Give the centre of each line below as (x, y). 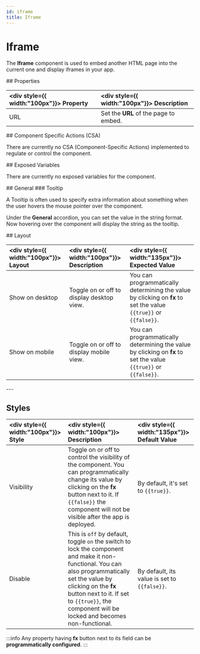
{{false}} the (87, 502)
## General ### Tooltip (35, 188)
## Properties (23, 81)
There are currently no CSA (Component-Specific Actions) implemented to (98, 147)
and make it (84, 557)
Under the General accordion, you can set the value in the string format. (95, 218)
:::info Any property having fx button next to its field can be (79, 638)
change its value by (95, 480)
